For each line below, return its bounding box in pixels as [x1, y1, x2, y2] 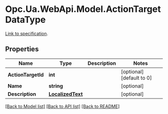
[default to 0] [120, 74, 152, 81]
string [48, 82, 63, 89]
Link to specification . [5, 30, 48, 36]
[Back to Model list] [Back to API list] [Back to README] [5, 103, 120, 109]
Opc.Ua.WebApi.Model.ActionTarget [5, 3, 161, 15]
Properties [5, 45, 39, 53]
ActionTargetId [7, 71, 44, 78]
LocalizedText [48, 91, 83, 98]
